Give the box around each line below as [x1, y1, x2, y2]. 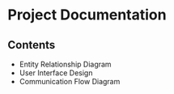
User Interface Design [19, 68, 93, 78]
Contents [7, 38, 56, 52]
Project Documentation [7, 6, 167, 24]
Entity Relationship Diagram [19, 59, 112, 69]
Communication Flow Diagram [19, 77, 121, 86]
